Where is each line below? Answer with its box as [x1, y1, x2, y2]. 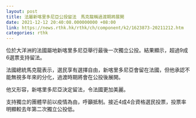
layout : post [6, 8, 38, 15]
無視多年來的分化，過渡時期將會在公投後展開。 [10, 74, 124, 81]
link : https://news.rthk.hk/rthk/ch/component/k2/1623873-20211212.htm [6, 24, 184, 31]
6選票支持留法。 [6, 54, 45, 61]
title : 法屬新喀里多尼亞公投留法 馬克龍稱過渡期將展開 [6, 14, 124, 20]
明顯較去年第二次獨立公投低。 [6, 106, 78, 113]
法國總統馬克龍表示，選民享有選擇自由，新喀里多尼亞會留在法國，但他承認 [6, 66, 185, 73]
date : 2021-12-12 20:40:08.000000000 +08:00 [6, 19, 116, 25]
